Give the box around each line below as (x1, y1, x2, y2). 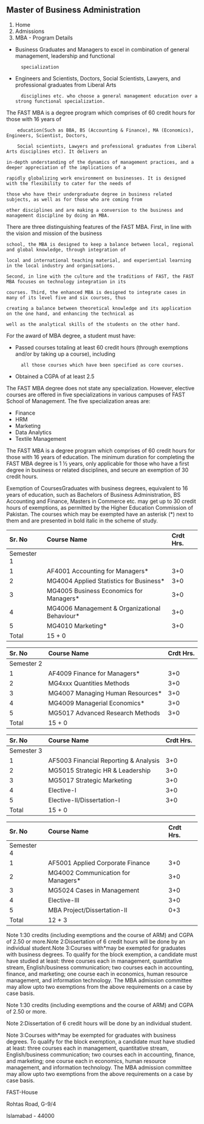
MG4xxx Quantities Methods (48, 679, 130, 687)
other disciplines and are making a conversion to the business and (6, 207, 183, 213)
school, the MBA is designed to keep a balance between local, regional (6, 241, 194, 247)
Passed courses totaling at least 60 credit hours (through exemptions (15, 343, 188, 351)
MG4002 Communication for (47, 868, 131, 877)
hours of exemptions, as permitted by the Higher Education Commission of (6, 504, 193, 511)
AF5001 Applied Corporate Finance (47, 859, 151, 867)
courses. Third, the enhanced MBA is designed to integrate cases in (6, 289, 186, 295)
